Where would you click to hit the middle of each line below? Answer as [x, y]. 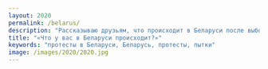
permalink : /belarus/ [44, 23]
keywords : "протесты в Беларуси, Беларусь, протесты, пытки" [112, 45]
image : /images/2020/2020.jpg [59, 52]
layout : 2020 [30, 15]
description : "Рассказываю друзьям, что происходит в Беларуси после [126, 30]
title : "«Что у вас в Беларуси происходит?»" [85, 38]
